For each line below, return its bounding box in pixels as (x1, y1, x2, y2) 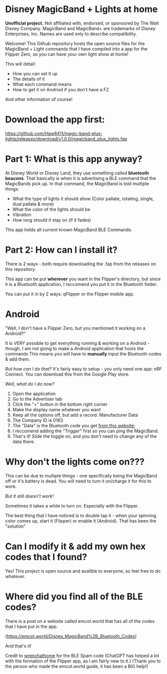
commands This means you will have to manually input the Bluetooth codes (5, 351, 161, 357)
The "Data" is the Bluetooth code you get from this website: (12, 422, 135, 428)
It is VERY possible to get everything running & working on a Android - (5, 340, 150, 346)
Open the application (12, 390, 56, 397)
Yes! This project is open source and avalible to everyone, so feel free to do (5, 568, 161, 574)
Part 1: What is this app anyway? (5, 153, 142, 165)
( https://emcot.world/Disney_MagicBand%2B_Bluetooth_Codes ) (5, 633, 137, 639)
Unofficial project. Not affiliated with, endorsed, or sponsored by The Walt (5, 20, 159, 26)
